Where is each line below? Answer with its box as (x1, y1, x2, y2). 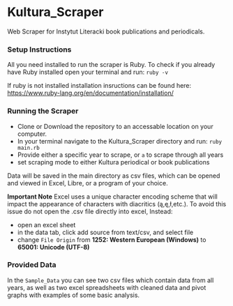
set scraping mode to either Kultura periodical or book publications (17, 158, 210, 166)
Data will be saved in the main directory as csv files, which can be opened (7, 171, 220, 180)
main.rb (17, 144, 40, 151)
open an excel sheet (17, 220, 76, 229)
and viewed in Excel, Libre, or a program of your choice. (7, 178, 169, 187)
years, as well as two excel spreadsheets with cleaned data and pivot (7, 283, 206, 291)
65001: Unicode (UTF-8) (17, 243, 90, 251)
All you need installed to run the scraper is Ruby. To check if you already (7, 61, 216, 69)
